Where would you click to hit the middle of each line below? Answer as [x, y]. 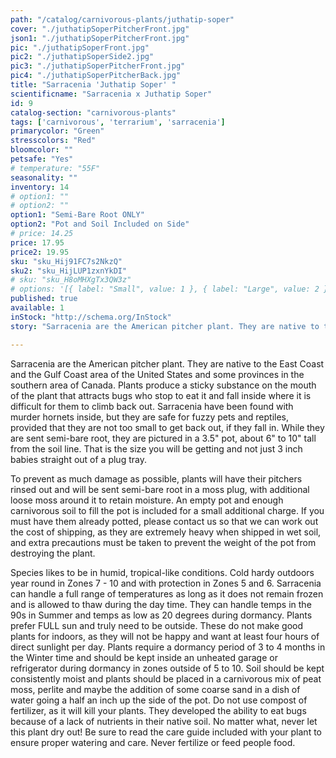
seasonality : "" [44, 177]
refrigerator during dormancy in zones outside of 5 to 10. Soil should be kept [167, 668]
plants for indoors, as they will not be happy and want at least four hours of [165, 636]
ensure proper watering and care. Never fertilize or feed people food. [153, 742]
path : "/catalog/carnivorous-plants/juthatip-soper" [122, 19]
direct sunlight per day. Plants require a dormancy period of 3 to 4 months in [168, 647]
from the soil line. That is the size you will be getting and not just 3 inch [156, 448]
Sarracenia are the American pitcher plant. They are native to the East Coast [167, 363]
